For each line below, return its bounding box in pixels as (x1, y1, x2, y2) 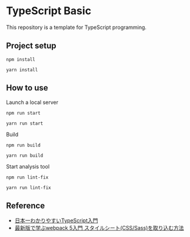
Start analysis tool (6, 163, 50, 170)
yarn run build (6, 152, 44, 158)
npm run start (6, 110, 41, 116)
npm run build (6, 142, 41, 148)
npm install (6, 56, 35, 63)
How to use (6, 83, 48, 93)
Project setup (6, 41, 57, 51)
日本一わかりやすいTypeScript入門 (14, 217, 98, 224)
